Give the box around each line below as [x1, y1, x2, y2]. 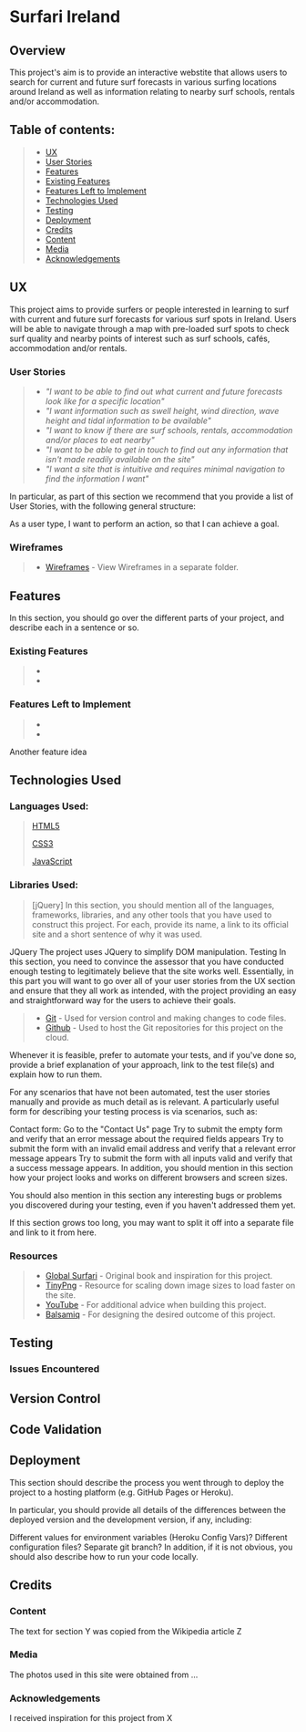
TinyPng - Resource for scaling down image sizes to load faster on [45, 1280, 296, 1291]
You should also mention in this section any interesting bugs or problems [9, 1189, 282, 1200]
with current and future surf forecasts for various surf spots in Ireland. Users [9, 313, 297, 325]
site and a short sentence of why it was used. [31, 928, 203, 939]
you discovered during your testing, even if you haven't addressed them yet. [9, 1199, 296, 1210]
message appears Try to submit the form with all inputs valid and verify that [9, 1152, 293, 1164]
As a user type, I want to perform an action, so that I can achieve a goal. [9, 518, 280, 529]
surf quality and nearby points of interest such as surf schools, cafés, [9, 333, 270, 344]
